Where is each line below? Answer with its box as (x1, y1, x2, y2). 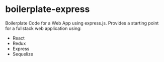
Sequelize (12, 51, 34, 57)
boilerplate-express (5, 3, 90, 15)
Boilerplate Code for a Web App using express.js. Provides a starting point (5, 20, 159, 26)
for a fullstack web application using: (5, 25, 82, 31)
